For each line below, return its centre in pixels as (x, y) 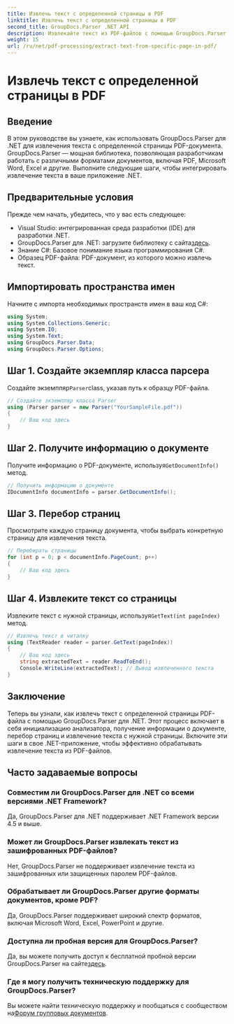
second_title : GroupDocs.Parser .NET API (68, 27)
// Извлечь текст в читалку (48, 636)
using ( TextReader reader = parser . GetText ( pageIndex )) (90, 642)
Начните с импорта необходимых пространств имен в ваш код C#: (108, 304)
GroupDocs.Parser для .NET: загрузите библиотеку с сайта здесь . (114, 243)
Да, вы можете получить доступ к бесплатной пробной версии (102, 956)
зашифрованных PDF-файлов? (62, 851)
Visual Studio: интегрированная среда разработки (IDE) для (106, 227)
